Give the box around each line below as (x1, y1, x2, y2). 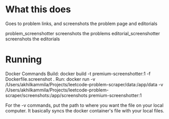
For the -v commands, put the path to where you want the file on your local (5, 102, 164, 108)
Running (5, 54, 42, 65)
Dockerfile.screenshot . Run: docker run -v (5, 76, 96, 82)
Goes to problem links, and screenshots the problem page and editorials (5, 20, 158, 27)
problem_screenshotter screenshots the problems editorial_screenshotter (5, 30, 160, 36)
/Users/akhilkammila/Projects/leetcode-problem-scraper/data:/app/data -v (5, 81, 163, 87)
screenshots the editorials (5, 36, 60, 42)
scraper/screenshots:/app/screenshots (5, 92, 88, 98)
